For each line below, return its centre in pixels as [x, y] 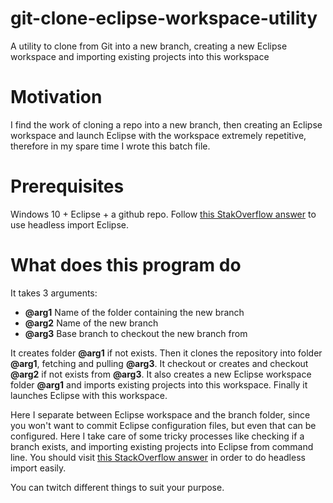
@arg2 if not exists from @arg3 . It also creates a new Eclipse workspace [161, 374]
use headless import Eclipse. [70, 224]
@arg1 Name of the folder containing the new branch [134, 312]
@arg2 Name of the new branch [91, 323]
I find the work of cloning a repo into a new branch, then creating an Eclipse [166, 124]
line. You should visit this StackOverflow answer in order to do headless [158, 457]
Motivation [56, 97]
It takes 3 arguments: [54, 293]
